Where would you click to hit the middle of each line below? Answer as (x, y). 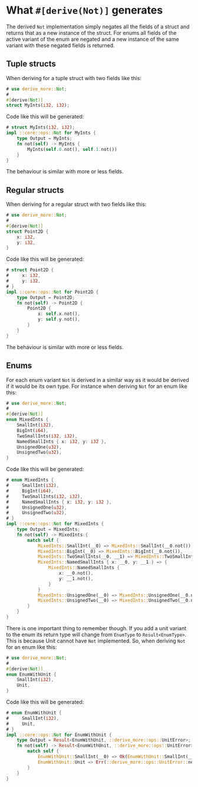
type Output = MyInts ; (44, 139)
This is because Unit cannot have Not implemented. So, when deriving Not (96, 641)
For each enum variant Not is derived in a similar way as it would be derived (98, 380)
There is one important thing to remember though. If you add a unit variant (96, 628)
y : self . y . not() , (59, 320)
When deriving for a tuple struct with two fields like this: (74, 78)
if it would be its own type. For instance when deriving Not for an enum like (97, 386)
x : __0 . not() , (76, 573)
